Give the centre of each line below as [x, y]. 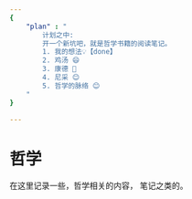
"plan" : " [47, 26]
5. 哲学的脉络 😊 [71, 86]
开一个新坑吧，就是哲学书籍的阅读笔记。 [107, 43]
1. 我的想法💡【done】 [80, 52]
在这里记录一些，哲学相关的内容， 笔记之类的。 [99, 186]
